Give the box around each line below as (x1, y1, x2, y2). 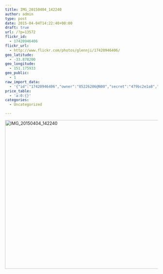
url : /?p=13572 (5, 30, 36, 35)
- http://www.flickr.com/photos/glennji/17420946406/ (9, 48, 120, 53)
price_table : (5, 89, 32, 93)
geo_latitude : (5, 52, 34, 57)
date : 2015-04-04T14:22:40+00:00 (5, 20, 73, 26)
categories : (5, 98, 29, 103)
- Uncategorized (9, 102, 42, 107)
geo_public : (5, 71, 29, 75)
